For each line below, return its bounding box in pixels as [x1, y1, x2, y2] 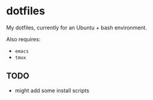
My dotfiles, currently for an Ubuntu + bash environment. [6, 24, 147, 31]
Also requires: [6, 35, 41, 43]
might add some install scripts [14, 87, 89, 94]
